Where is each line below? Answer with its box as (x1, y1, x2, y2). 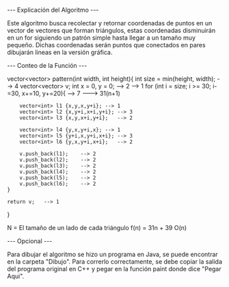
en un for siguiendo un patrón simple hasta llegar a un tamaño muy (7, 34, 196, 42)
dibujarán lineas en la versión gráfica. (7, 48, 113, 56)
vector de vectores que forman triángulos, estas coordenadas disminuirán (7, 27, 216, 34)
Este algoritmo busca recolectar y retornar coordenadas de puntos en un (7, 19, 213, 27)
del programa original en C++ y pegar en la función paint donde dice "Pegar (7, 265, 222, 273)
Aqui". (7, 272, 25, 280)
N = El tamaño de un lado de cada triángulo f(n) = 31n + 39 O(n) (7, 224, 187, 232)
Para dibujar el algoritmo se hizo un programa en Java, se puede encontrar (7, 250, 219, 258)
